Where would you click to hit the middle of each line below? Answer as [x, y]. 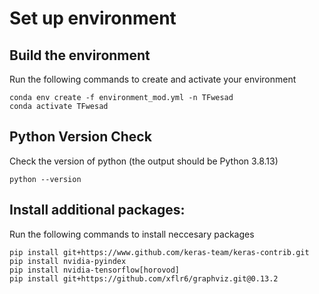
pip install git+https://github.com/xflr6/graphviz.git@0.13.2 [144, 278]
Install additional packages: [97, 210]
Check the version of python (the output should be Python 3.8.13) [144, 161]
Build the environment [80, 55]
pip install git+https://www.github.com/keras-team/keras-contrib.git [159, 252]
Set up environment [93, 18]
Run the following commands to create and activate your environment [153, 79]
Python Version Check [80, 137]
